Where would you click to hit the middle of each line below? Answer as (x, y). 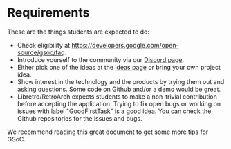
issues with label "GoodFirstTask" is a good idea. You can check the (114, 111)
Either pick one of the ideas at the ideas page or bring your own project (119, 67)
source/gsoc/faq (41, 52)
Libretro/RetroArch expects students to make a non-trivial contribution (117, 96)
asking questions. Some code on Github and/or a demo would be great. (119, 89)
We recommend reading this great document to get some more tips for (108, 132)
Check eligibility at (44, 45)
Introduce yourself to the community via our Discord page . (101, 59)
